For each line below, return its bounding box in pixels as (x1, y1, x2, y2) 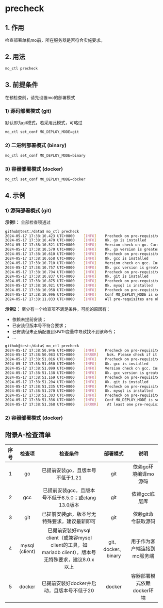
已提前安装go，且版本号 (42, 467, 97, 473)
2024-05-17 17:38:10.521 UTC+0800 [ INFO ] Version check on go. (5, 242, 149, 248)
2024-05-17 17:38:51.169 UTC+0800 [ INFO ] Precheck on (5, 375, 130, 380)
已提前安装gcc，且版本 (43, 487, 96, 493)
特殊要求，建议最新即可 (42, 518, 96, 524)
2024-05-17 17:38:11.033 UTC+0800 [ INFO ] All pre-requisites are (5, 297, 153, 302)
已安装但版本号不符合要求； (12, 322, 68, 328)
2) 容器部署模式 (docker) (5, 414, 63, 421)
